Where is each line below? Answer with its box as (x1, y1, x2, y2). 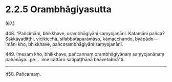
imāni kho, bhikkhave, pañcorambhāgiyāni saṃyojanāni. (5, 41, 123, 47)
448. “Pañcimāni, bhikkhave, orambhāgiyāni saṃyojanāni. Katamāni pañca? (5, 30, 165, 36)
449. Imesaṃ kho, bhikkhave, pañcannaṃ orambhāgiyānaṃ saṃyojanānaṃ (5, 51, 165, 57)
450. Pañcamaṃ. (5, 71, 41, 77)
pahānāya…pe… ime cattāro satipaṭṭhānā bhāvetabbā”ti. (5, 56, 125, 62)
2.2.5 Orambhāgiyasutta (5, 4, 112, 15)
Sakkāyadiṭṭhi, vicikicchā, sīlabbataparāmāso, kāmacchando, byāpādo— (5, 36, 158, 42)
